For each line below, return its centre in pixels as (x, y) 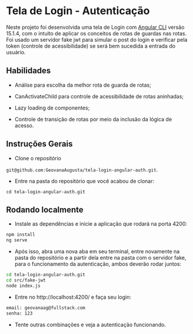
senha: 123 (19, 313)
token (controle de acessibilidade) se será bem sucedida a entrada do (91, 46)
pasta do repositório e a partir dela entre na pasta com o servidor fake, (100, 258)
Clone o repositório (38, 158)
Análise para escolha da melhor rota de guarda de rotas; (83, 85)
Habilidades (29, 71)
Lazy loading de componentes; (52, 108)
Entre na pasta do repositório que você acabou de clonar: (84, 181)
